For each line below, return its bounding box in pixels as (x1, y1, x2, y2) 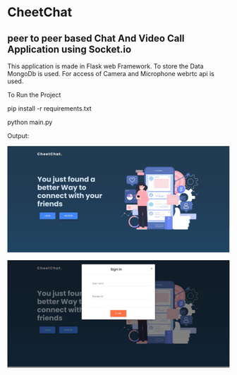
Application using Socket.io (7, 43, 132, 55)
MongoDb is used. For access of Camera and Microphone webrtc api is (7, 70, 215, 78)
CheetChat (7, 4, 73, 20)
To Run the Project (7, 91, 61, 99)
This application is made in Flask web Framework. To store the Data (7, 62, 204, 70)
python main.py (7, 118, 53, 126)
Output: (7, 132, 30, 140)
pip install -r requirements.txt (7, 104, 92, 113)
